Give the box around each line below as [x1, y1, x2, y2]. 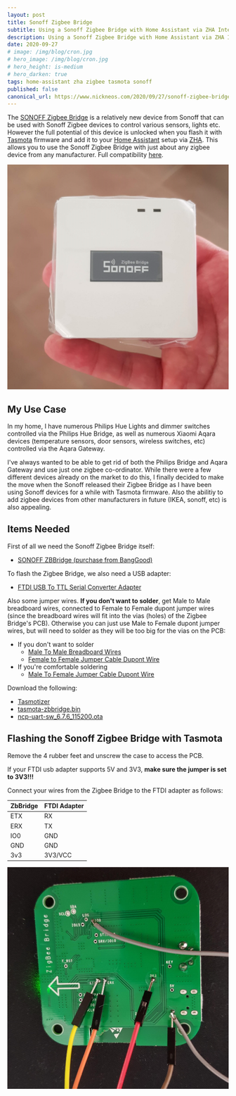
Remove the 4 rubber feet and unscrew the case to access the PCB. [7, 751, 204, 760]
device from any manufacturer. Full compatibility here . [7, 151, 164, 159]
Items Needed [7, 523, 70, 535]
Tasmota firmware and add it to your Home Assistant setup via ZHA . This [7, 136, 218, 144]
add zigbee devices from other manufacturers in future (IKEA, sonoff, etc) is [7, 496, 227, 504]
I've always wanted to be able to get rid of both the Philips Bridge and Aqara [7, 458, 228, 467]
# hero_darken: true [7, 70, 68, 77]
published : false [7, 85, 58, 93]
